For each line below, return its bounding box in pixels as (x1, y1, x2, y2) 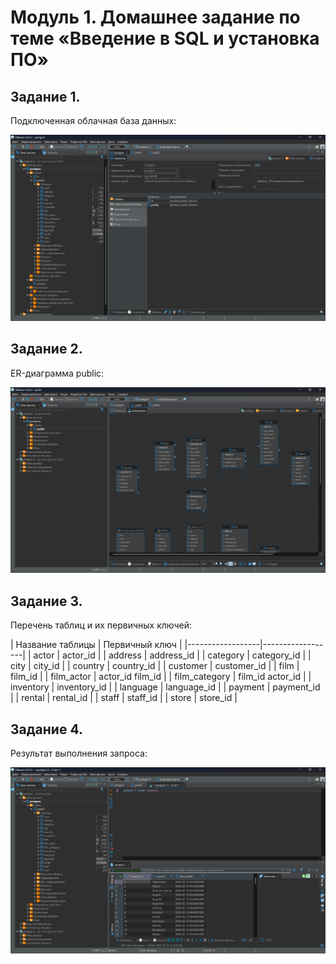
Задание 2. (10, 341, 83, 358)
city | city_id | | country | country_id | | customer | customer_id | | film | (10, 660, 300, 672)
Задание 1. (10, 88, 81, 105)
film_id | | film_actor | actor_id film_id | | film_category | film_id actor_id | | (10, 671, 312, 683)
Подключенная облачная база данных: (10, 115, 177, 126)
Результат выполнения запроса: (10, 747, 148, 759)
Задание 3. (10, 592, 83, 610)
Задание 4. (10, 721, 83, 738)
